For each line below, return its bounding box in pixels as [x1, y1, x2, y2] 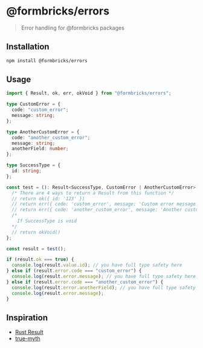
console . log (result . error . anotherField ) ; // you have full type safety [11, 285, 196, 291]
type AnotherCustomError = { [6, 128, 80, 135]
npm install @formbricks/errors [6, 57, 88, 64]
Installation [6, 42, 50, 52]
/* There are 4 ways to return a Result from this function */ [11, 190, 174, 196]
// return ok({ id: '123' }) [11, 195, 85, 201]
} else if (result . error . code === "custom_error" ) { [6, 268, 142, 274]
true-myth [14, 335, 40, 342]
